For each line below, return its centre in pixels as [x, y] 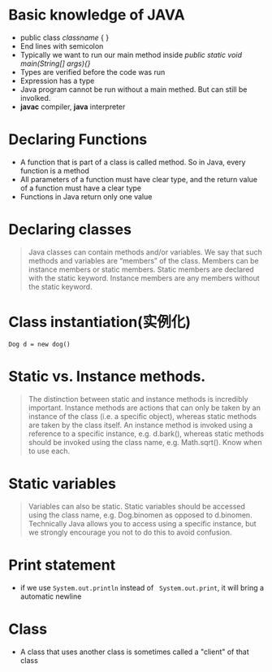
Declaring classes [70, 230]
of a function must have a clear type [81, 188]
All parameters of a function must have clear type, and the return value [139, 179]
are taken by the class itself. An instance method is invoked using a [140, 425]
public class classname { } [65, 37]
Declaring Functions [78, 140]
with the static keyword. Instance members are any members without [144, 277]
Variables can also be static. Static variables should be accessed [137, 506]
